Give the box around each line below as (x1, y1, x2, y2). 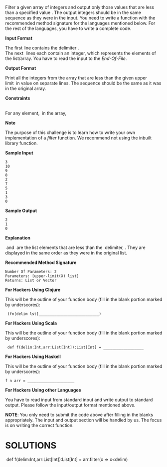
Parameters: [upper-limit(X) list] (5, 273, 79, 278)
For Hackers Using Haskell (5, 353, 61, 359)
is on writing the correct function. (5, 422, 74, 428)
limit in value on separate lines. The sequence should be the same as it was (5, 80, 162, 86)
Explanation (5, 235, 31, 240)
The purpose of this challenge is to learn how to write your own (5, 129, 136, 135)
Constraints (5, 95, 30, 101)
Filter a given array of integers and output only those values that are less (5, 4, 155, 10)
